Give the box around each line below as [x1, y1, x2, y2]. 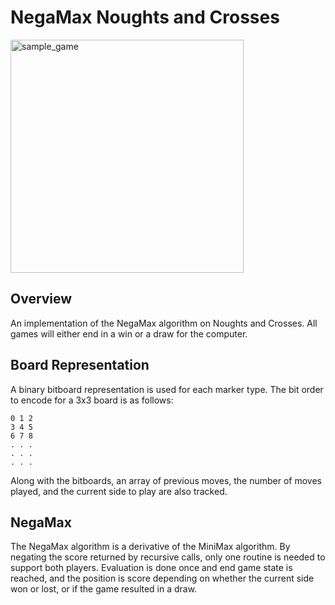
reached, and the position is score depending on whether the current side [10, 572, 315, 585]
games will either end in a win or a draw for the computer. [10, 327, 248, 340]
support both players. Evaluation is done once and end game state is [10, 562, 293, 574]
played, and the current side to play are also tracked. [10, 485, 228, 497]
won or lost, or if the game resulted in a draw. [10, 583, 198, 595]
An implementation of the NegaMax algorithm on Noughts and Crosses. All [10, 317, 318, 329]
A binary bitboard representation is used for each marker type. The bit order [10, 383, 324, 395]
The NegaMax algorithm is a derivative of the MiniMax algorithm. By [10, 541, 291, 553]
